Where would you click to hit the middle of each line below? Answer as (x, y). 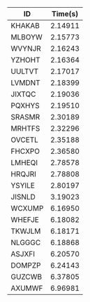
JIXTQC (23, 94)
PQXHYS (25, 106)
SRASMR (25, 117)
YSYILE (23, 185)
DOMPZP (26, 265)
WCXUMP (27, 208)
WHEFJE (25, 219)
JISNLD (23, 197)
